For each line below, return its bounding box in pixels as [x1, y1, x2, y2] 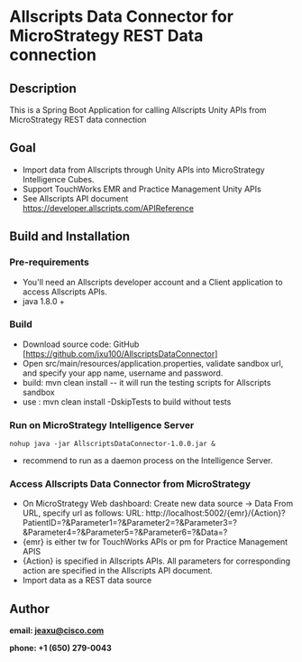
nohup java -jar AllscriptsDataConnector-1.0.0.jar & [9, 440, 216, 449]
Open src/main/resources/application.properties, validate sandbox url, [22, 358, 284, 368]
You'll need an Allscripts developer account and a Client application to [22, 276, 283, 287]
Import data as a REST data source [22, 575, 152, 586]
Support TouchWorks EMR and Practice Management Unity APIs [22, 183, 261, 194]
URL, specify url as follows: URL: [22, 508, 144, 518]
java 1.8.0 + [22, 295, 65, 306]
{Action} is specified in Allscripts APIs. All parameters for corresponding [22, 555, 291, 566]
